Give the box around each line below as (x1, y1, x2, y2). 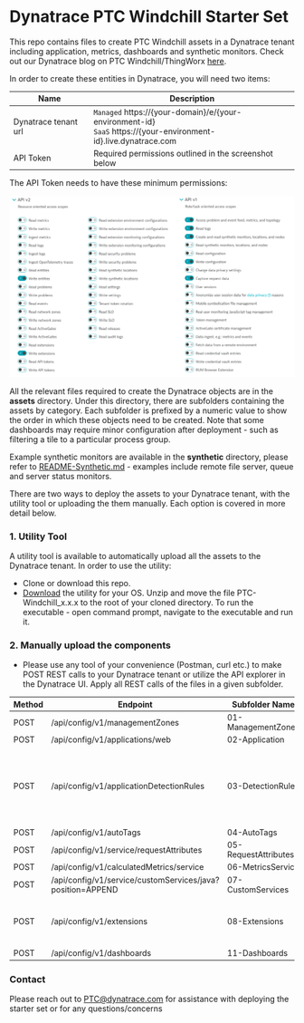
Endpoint (117, 699, 153, 709)
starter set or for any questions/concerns (9, 1003, 163, 1014)
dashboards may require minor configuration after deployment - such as (9, 424, 279, 435)
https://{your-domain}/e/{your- (123, 106, 242, 117)
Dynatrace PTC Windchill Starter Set (9, 6, 290, 27)
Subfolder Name (232, 699, 296, 709)
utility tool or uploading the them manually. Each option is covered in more (9, 497, 286, 508)
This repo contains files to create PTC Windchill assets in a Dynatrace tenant (9, 36, 295, 47)
